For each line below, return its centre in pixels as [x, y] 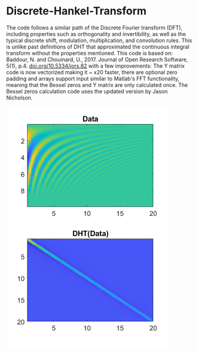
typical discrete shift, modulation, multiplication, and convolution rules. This [99, 40]
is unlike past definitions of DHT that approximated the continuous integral [98, 47]
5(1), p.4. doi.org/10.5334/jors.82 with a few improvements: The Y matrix [95, 66]
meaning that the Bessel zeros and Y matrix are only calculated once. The [97, 85]
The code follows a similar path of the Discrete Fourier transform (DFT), [94, 28]
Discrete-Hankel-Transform [76, 11]
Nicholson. [19, 98]
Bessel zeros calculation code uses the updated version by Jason [87, 91]
